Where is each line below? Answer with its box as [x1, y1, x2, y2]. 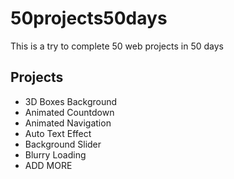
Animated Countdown [24, 106, 115, 118]
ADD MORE [24, 159, 73, 171]
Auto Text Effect [24, 127, 92, 139]
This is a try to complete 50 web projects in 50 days [10, 40, 224, 52]
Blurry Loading [24, 148, 87, 161]
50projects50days [10, 7, 168, 30]
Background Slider [24, 138, 102, 150]
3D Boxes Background [24, 95, 118, 107]
